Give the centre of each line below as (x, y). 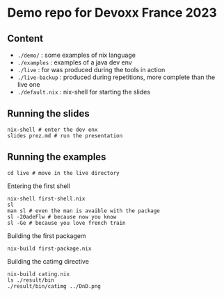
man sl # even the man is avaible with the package (83, 211)
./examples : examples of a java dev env (74, 62)
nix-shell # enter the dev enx (53, 130)
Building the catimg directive (48, 261)
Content (25, 39)
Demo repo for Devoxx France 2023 (112, 13)
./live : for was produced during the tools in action (91, 70)
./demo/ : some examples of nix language (76, 55)
